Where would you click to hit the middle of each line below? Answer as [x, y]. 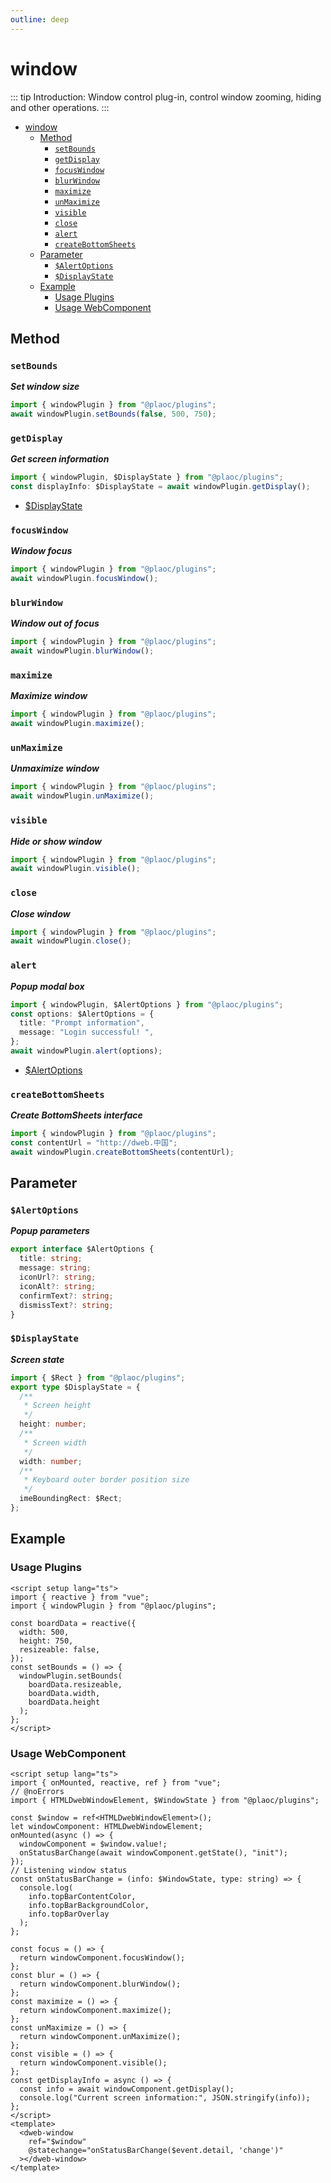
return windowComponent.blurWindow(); [100, 1984]
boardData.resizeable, [75, 1684]
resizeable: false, [60, 1649]
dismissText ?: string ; [66, 1305]
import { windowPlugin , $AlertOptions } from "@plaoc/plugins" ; [147, 1004]
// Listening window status [69, 1870]
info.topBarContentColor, [82, 1896]
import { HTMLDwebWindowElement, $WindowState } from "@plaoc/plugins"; [165, 1800]
